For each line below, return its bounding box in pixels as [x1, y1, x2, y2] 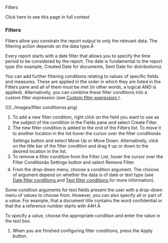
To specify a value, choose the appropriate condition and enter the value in [5, 213, 160, 219]
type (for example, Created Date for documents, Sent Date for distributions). [5, 64, 163, 70]
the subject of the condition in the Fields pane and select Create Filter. [12, 119, 158, 126]
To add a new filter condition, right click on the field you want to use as [12, 114, 159, 120]
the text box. [5, 218, 32, 224]
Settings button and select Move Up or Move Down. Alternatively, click [12, 138, 159, 144]
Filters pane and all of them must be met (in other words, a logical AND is [5, 84, 156, 90]
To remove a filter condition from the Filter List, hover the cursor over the [12, 154, 163, 160]
